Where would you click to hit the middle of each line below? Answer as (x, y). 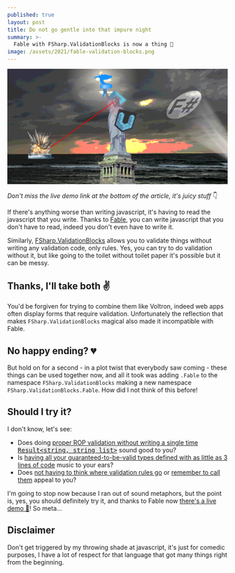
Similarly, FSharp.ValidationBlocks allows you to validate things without (109, 241)
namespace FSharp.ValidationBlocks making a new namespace (100, 382)
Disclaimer (31, 531)
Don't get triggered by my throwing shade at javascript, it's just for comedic (116, 547)
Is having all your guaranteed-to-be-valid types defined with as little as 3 (122, 457)
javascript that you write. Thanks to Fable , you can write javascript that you (115, 220)
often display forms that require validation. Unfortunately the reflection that (115, 314)
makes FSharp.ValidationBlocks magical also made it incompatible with (111, 321)
